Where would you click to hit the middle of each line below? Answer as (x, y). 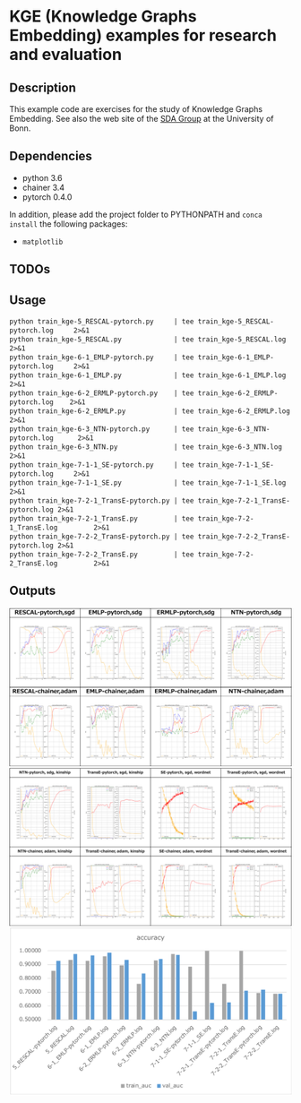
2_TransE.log (34, 564)
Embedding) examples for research (143, 35)
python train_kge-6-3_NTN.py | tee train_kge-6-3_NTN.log (146, 447)
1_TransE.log (34, 528)
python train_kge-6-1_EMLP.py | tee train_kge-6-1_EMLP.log (148, 375)
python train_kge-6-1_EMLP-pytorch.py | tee (102, 358)
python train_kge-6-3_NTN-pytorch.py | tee (102, 429)
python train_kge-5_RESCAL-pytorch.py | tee (102, 322)
